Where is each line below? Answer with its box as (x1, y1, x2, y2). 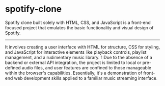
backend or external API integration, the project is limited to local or (5, 60, 141, 65)
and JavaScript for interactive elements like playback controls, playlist (5, 49, 147, 55)
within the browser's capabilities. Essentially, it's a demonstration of (5, 70, 142, 76)
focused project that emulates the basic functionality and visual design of (5, 24, 154, 30)
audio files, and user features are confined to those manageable (22, 64, 151, 70)
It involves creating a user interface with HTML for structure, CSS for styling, (5, 44, 160, 50)
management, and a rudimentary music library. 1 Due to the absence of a (5, 54, 152, 60)
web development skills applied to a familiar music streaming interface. (14, 75, 158, 81)
